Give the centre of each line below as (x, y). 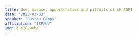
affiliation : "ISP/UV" (29, 23)
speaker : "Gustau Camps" (31, 19)
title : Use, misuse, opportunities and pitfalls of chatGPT (69, 10)
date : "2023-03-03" (25, 14)
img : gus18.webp (22, 28)
